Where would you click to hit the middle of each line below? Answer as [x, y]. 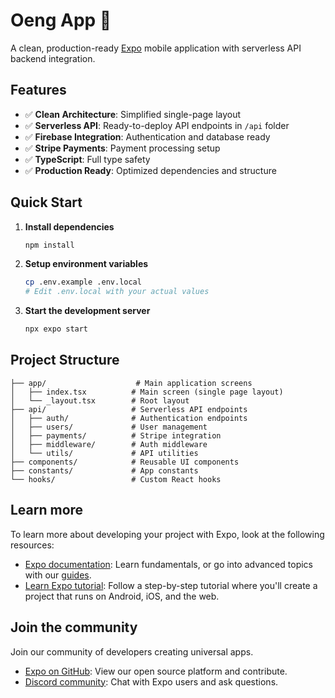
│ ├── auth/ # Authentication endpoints [129, 418]
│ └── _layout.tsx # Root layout [100, 400]
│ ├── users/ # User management [109, 427]
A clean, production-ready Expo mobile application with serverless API [156, 48]
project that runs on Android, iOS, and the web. [122, 596]
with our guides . [58, 575]
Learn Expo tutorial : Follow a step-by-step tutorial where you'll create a [171, 585]
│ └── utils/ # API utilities [104, 453]
